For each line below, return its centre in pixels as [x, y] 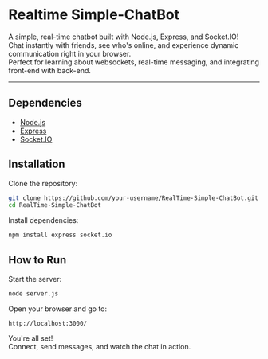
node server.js [33, 294]
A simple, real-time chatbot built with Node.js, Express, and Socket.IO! [124, 37]
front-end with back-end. [50, 70]
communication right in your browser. [70, 53]
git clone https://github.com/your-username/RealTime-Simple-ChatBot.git [134, 198]
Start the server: [35, 279]
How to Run [37, 260]
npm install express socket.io [60, 235]
